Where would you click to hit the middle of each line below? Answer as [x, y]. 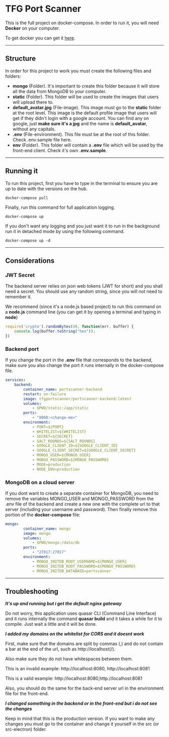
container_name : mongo [47, 529]
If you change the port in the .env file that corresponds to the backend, [79, 360]
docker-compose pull [27, 198]
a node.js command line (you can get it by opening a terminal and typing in [83, 312]
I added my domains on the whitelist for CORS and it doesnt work [75, 634]
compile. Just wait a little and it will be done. [51, 624]
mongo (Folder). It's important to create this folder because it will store [86, 86]
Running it [22, 171]
